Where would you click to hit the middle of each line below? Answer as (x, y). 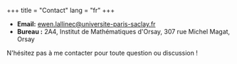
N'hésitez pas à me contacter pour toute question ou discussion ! (102, 53)
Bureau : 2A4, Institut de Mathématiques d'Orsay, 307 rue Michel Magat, (123, 32)
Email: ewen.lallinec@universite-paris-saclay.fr (86, 24)
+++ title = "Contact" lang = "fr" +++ (61, 10)
